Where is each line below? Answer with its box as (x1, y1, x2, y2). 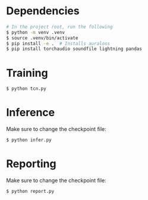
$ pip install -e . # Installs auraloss (6, 40, 111, 46)
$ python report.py (6, 188, 55, 194)
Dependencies (6, 4, 80, 18)
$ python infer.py (6, 137, 52, 143)
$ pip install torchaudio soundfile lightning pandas (6, 46, 143, 52)
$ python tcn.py (6, 86, 46, 92)
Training (6, 66, 49, 80)
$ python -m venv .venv (6, 29, 65, 35)
